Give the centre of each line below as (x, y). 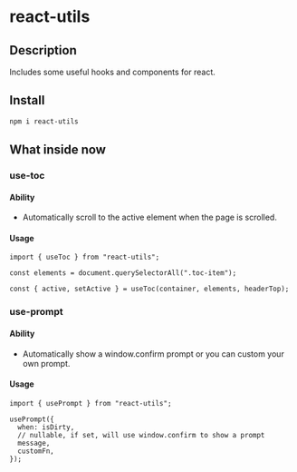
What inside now (58, 150)
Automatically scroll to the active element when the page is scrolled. (150, 217)
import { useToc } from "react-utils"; (85, 257)
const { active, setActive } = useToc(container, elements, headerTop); (149, 289)
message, (34, 443)
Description (43, 50)
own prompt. (46, 363)
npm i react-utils (44, 121)
